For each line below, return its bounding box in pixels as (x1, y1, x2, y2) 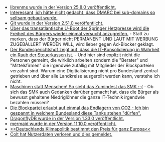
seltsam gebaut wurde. (10, 15, 58, 20)
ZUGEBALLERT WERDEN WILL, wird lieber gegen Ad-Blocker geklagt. (10, 41, 154, 47)
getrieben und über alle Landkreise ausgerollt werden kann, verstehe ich (10, 73, 160, 79)
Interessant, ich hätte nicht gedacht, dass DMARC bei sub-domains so (10, 9, 155, 15)
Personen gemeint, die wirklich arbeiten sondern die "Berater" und (10, 57, 148, 63)
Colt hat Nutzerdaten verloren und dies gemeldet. (10, 132, 113, 137)
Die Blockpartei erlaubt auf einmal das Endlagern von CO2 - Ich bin (10, 105, 149, 111)
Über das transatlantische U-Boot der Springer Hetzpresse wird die (10, 25, 149, 31)
